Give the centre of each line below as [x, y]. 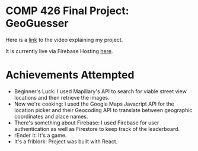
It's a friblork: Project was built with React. [66, 141]
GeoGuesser [37, 23]
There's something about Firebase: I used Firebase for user [87, 123]
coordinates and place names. [51, 116]
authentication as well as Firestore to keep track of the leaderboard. [97, 129]
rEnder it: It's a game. [40, 135]
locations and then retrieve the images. [62, 97]
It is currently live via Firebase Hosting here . [59, 51]
